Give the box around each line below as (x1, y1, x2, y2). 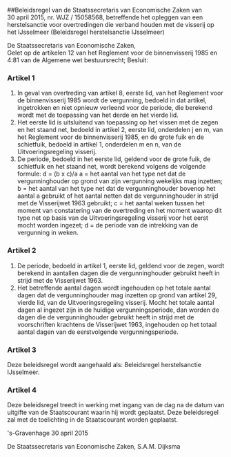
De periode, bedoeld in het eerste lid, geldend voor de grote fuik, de (17, 155, 211, 163)
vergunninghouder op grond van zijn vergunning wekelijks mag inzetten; (17, 177, 223, 185)
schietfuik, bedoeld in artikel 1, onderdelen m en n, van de (17, 140, 181, 149)
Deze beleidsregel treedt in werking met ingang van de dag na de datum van (7, 401, 225, 409)
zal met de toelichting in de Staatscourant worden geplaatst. (7, 416, 178, 424)
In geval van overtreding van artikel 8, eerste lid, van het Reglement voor (17, 89, 224, 97)
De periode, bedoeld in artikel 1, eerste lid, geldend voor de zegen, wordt (17, 261, 225, 270)
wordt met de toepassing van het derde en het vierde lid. (17, 111, 179, 120)
